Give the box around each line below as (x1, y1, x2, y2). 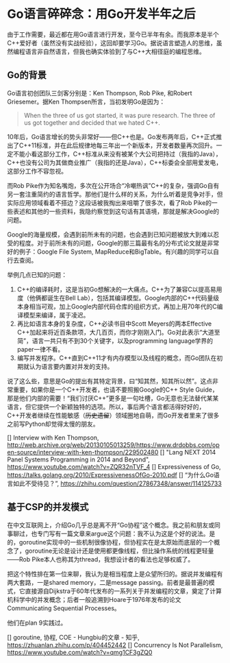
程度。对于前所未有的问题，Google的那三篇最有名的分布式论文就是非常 (18, 239, 220, 247)
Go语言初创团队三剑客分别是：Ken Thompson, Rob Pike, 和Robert (7, 88, 193, 97)
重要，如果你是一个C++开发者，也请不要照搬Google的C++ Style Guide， (12, 385, 218, 394)
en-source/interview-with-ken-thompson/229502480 (7, 448, 159, 456)
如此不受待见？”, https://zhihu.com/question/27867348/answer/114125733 (12, 479, 222, 487)
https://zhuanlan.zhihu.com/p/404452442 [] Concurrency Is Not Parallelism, (7, 640, 223, 649)
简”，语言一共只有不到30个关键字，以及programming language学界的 (16, 337, 214, 345)
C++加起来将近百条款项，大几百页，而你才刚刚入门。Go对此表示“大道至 (16, 328, 220, 336)
